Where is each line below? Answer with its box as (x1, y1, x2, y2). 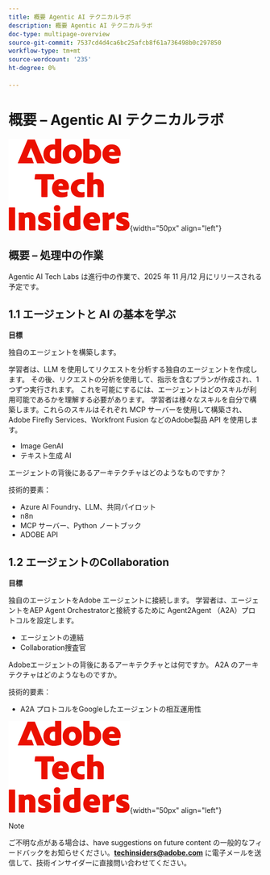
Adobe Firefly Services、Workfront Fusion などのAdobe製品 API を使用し (8, 415, 251, 425)
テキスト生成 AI (19, 451, 72, 460)
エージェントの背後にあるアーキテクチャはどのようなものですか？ (8, 468, 227, 477)
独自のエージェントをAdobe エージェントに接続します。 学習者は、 (8, 595, 231, 605)
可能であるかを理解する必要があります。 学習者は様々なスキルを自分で (15, 395, 250, 405)
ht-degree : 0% (8, 65, 56, 73)
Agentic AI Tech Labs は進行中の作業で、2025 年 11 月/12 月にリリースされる (8, 271, 263, 281)
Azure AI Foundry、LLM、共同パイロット (19, 502, 157, 512)
